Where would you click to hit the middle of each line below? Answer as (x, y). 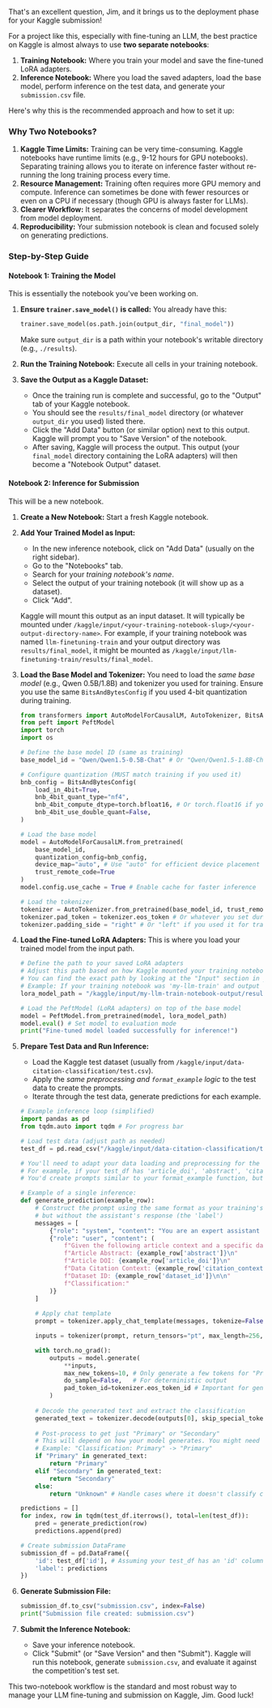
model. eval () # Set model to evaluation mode (98, 1024)
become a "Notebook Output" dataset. (96, 465)
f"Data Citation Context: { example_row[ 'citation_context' (165, 1268)
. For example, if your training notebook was (173, 633)
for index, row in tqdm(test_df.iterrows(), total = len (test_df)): (134, 1516)
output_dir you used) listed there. (89, 422)
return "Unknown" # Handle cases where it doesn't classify (153, 1494)
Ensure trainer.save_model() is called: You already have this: (123, 309)
